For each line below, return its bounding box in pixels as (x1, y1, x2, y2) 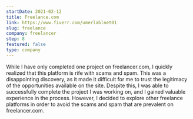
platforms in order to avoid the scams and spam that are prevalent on (6, 101, 174, 108)
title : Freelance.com (6, 14, 59, 20)
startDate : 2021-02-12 (6, 8, 62, 15)
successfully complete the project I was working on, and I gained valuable (6, 88, 186, 95)
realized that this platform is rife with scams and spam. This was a (6, 69, 167, 77)
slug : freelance (6, 25, 46, 31)
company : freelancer (6, 31, 57, 37)
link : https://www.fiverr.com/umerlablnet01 (6, 19, 117, 25)
